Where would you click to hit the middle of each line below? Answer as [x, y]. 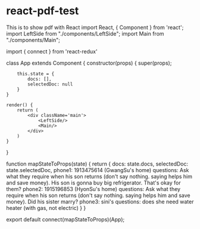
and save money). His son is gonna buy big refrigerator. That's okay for [93, 183]
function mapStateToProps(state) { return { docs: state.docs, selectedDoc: [97, 164]
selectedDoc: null [50, 84]
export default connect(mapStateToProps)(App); [65, 219]
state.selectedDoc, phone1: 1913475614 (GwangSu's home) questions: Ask [98, 170]
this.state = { [36, 74]
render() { [20, 105]
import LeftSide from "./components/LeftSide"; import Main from [85, 33]
